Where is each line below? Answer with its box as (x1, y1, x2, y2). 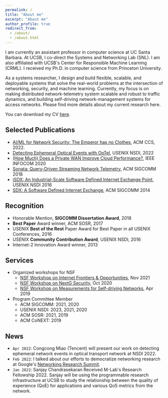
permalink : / (5, 7, 33, 13)
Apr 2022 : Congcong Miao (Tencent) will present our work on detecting (12, 345, 159, 351)
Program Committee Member (12, 296, 73, 302)
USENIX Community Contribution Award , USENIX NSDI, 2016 (12, 236, 141, 242)
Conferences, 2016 (12, 231, 52, 237)
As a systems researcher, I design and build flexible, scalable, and (5, 75, 141, 81)
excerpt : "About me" (5, 17, 49, 22)
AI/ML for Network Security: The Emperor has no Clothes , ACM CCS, (12, 139, 155, 145)
